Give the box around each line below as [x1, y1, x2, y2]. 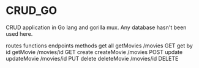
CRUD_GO [6, 4, 58, 18]
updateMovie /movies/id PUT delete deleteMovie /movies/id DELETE [6, 55, 179, 62]
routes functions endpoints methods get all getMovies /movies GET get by [6, 42, 193, 49]
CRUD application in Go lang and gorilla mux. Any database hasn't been [6, 24, 187, 31]
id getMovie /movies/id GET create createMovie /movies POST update [6, 48, 183, 55]
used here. [6, 30, 33, 37]
